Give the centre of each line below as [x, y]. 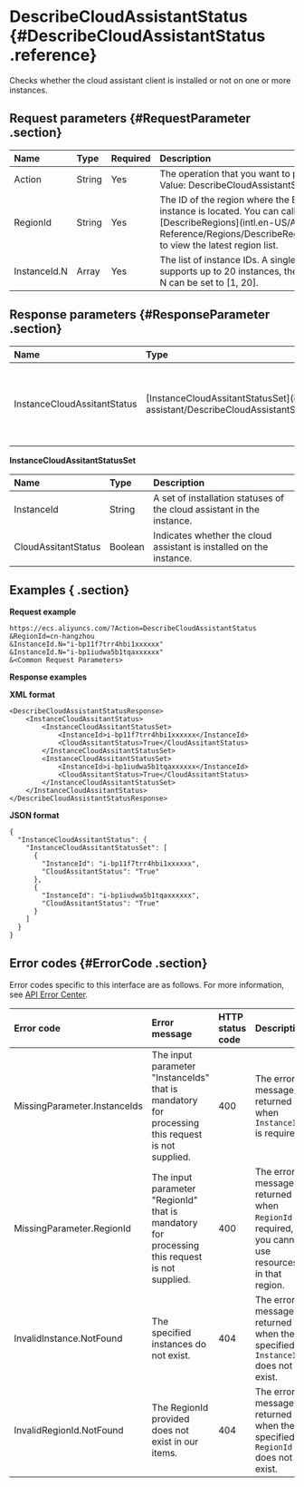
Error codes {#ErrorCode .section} [109, 963]
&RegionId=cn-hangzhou [52, 637]
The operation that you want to [225, 173]
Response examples [48, 677]
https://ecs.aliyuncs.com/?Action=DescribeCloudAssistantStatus [133, 629]
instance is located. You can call [228, 210]
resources [276, 1263]
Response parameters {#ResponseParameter [140, 315]
